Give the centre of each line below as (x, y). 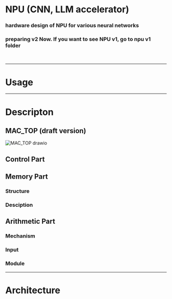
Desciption (19, 205)
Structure (17, 191)
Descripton (29, 112)
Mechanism (20, 236)
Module (15, 264)
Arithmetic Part (30, 221)
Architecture (33, 290)
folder (13, 46)
